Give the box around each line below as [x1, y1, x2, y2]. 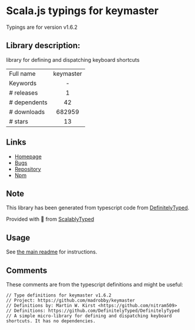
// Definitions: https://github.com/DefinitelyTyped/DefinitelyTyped [6, 308, 180, 314]
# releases [9, 88, 38, 96]
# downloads [9, 108, 45, 116]
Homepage [14, 153, 42, 160]
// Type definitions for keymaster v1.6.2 [6, 292, 112, 298]
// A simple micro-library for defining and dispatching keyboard [6, 313, 172, 319]
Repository [14, 165, 41, 172]
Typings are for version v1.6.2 [6, 24, 78, 31]
